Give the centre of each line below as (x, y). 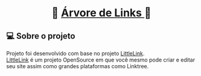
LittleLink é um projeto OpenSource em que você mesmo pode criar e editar (101, 60)
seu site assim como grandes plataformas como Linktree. (78, 66)
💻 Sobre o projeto (41, 36)
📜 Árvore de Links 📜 (101, 13)
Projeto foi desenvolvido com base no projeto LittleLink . (75, 53)
